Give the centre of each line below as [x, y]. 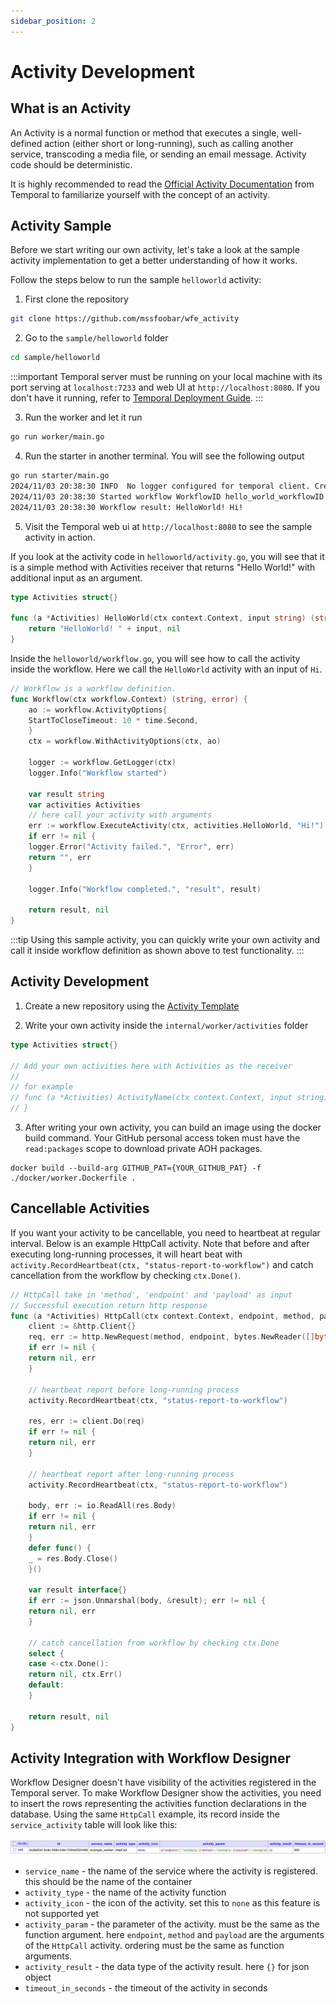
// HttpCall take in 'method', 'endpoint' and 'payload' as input [151, 1295]
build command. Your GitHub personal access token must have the [162, 1138]
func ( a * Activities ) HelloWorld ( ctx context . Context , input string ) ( [162, 618]
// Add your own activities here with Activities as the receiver [151, 1066]
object [38, 1977]
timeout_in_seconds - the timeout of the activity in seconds [146, 1987]
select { [46, 1653]
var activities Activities [84, 805]
